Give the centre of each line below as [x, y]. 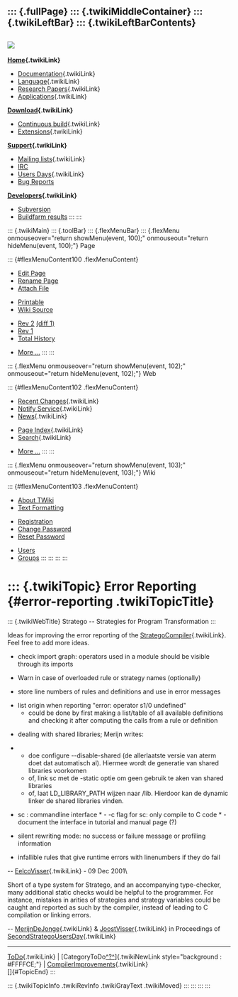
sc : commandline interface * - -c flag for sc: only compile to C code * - [122, 815]
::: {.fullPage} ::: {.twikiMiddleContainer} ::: [105, 12]
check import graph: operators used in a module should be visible [114, 657]
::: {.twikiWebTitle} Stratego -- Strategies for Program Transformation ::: [112, 622]
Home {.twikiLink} [34, 60]
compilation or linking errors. [49, 915]
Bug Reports [36, 182]
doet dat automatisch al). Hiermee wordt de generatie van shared [124, 763]
